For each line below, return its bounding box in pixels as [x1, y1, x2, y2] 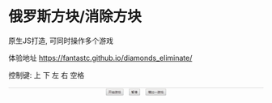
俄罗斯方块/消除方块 [8, 7, 142, 26]
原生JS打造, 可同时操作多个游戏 [8, 36, 113, 45]
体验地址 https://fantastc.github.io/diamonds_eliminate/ [8, 53, 193, 62]
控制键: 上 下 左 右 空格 [8, 70, 85, 79]
